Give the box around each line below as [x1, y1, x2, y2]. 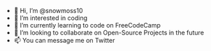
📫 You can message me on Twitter [13, 37, 115, 44]
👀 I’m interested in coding [13, 14, 88, 22]
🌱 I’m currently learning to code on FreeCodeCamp [13, 21, 161, 29]
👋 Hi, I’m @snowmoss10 [13, 7, 83, 14]
